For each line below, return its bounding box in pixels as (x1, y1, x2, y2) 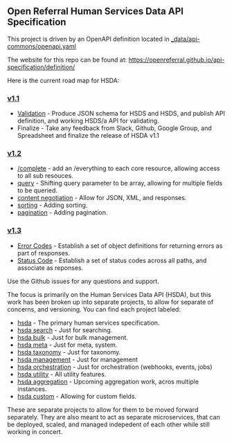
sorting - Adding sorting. (17, 201, 88, 210)
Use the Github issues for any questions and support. (7, 277, 159, 285)
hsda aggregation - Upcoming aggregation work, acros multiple (17, 377, 199, 386)
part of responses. (17, 248, 71, 257)
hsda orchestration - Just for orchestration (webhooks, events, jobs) (17, 363, 213, 371)
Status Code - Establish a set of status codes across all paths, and (17, 256, 207, 264)
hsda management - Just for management (17, 355, 139, 363)
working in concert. (7, 427, 63, 435)
